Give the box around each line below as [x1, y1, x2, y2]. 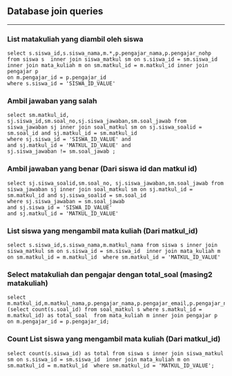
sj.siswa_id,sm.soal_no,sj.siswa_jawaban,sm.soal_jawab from [7, 117, 187, 125]
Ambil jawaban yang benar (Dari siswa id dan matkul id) [7, 164, 198, 173]
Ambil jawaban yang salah [7, 96, 97, 106]
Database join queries [7, 6, 104, 17]
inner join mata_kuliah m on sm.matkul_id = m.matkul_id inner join [7, 62, 209, 69]
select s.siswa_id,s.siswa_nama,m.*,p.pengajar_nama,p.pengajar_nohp [7, 50, 212, 57]
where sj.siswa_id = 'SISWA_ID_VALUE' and [7, 136, 131, 143]
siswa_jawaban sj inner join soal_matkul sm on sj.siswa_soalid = [7, 124, 202, 131]
